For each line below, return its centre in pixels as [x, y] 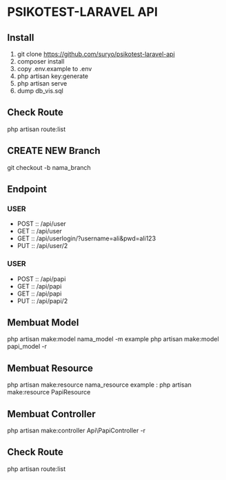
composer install [41, 61]
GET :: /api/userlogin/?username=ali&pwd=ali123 [86, 238]
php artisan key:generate [53, 76]
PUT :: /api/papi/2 [42, 300]
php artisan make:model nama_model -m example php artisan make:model [113, 339]
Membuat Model [43, 323]
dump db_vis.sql [40, 91]
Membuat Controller [51, 414]
